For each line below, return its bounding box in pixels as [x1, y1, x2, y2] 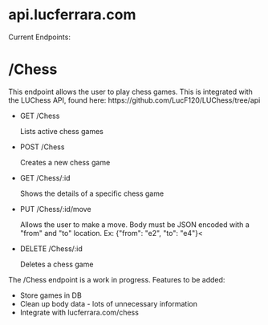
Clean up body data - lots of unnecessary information [19, 299, 198, 308]
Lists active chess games [19, 126, 104, 136]
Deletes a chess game [19, 259, 94, 269]
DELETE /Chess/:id [19, 243, 83, 254]
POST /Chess [19, 142, 65, 152]
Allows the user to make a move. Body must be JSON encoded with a [19, 219, 250, 230]
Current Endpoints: [8, 32, 71, 42]
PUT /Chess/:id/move [19, 204, 91, 213]
